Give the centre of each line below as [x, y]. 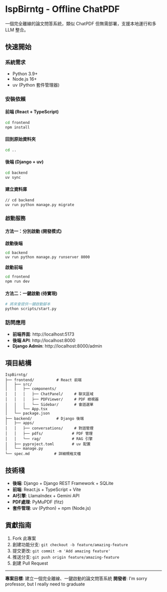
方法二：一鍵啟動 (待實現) [31, 293]
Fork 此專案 [24, 538]
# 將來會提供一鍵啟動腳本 [28, 304]
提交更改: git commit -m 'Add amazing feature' [61, 551]
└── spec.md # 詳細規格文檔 [43, 454]
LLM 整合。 [17, 30]
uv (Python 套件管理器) [36, 85]
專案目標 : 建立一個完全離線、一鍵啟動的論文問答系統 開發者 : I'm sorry [76, 578]
